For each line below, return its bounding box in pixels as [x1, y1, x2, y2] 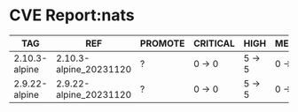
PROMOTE [140, 37, 185, 49]
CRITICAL [193, 37, 235, 49]
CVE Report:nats [9, 5, 135, 26]
